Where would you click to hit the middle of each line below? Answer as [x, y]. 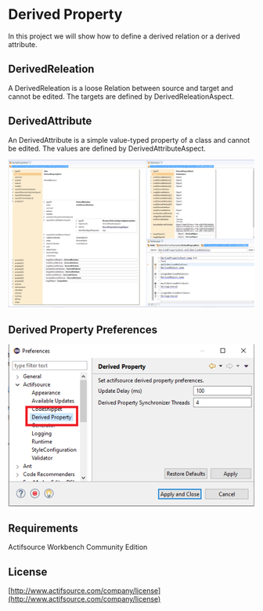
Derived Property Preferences [83, 330]
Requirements [43, 528]
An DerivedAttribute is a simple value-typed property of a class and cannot [129, 140]
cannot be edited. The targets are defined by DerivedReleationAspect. [121, 96]
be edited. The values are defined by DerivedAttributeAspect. [107, 148]
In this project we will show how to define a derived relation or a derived [124, 36]
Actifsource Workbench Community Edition [78, 547]
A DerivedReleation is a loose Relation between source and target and [121, 88]
